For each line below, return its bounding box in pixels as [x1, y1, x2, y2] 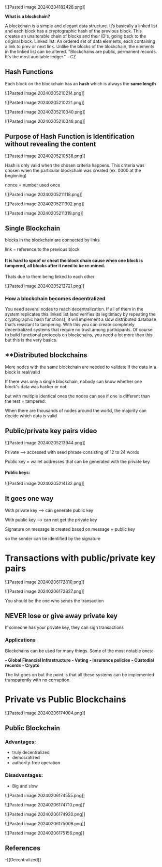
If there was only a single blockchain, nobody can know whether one [5, 378, 142, 384]
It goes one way [5, 494, 54, 503]
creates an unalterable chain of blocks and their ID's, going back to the [5, 33, 147, 39]
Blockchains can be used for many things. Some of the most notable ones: [5, 648, 153, 654]
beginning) [5, 172, 27, 179]
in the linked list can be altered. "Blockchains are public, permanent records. [5, 49, 157, 54]
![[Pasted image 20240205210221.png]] [5, 99, 85, 105]
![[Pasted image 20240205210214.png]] [5, 90, 85, 96]
